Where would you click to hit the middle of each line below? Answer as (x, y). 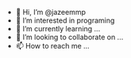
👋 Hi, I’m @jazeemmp (50, 12)
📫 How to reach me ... (52, 46)
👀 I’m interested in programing (65, 20)
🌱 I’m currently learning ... (58, 29)
